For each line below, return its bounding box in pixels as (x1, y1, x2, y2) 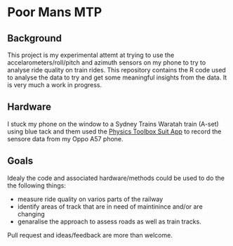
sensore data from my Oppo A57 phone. (7, 134, 124, 143)
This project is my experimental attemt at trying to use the (7, 51, 175, 59)
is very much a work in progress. (7, 81, 102, 89)
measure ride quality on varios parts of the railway (17, 195, 164, 203)
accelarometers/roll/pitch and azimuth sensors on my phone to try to (7, 58, 206, 67)
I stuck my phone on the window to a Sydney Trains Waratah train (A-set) (7, 119, 219, 128)
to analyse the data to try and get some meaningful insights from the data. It (7, 73, 227, 82)
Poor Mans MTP (7, 4, 102, 20)
